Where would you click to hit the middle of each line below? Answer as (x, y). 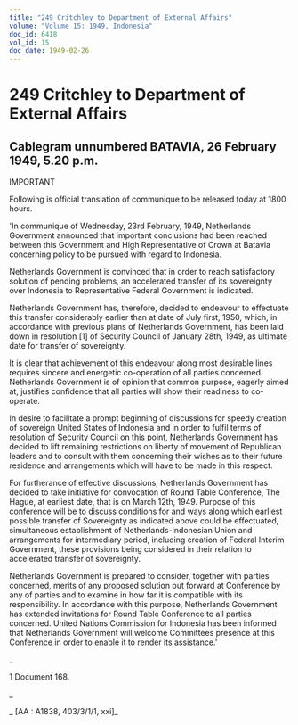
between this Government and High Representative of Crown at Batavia (140, 245)
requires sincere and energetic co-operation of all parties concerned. (136, 373)
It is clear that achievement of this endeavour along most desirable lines (141, 363)
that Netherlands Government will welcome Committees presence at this (142, 633)
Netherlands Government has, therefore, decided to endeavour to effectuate (149, 308)
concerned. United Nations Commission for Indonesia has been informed (143, 623)
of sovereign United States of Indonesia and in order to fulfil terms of (135, 428)
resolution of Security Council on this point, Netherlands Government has (144, 437)
